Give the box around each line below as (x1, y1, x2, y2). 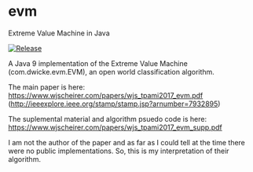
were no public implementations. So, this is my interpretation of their (8, 146, 229, 156)
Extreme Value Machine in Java (8, 28, 110, 38)
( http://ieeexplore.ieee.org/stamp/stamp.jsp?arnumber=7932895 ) (8, 99, 221, 108)
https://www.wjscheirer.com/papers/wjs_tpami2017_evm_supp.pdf (8, 123, 222, 132)
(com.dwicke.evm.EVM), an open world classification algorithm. (8, 67, 214, 76)
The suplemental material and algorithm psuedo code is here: (8, 114, 207, 123)
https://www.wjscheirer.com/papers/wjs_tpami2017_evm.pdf (8, 90, 203, 100)
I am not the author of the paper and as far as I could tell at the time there (8, 137, 246, 147)
